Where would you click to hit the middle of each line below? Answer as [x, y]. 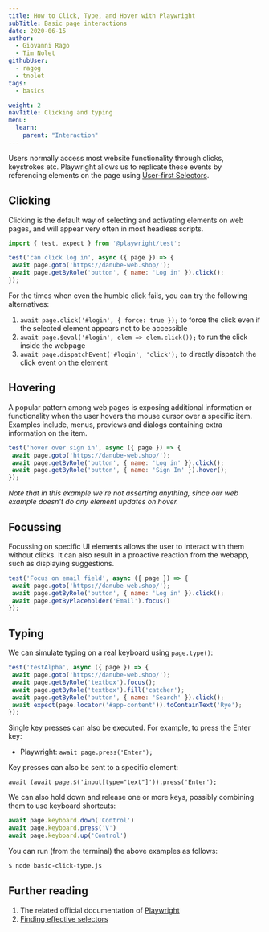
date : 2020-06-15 [37, 31]
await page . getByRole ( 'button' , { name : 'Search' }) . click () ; [118, 698]
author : [21, 38]
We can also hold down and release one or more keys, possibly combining [131, 797]
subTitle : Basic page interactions [68, 23]
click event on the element [64, 362]
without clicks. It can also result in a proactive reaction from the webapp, [129, 555]
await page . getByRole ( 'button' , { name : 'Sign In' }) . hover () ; [120, 470]
